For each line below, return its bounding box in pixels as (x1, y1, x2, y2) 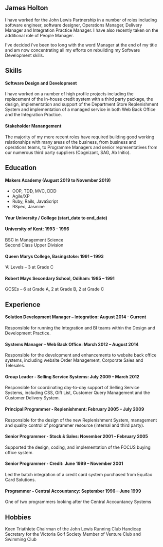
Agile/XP (12, 193, 30, 199)
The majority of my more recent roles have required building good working (5, 134, 155, 140)
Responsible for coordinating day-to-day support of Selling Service (5, 385, 140, 391)
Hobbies (5, 513, 32, 521)
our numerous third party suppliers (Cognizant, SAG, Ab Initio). (5, 149, 131, 155)
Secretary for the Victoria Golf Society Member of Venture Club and (5, 531, 141, 537)
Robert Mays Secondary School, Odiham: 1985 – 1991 (5, 275, 115, 281)
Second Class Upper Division (5, 242, 64, 248)
